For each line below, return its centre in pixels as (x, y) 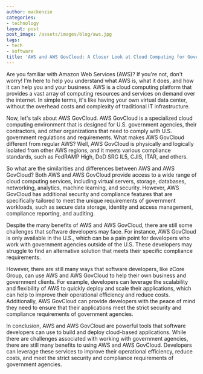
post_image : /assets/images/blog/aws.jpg (59, 34)
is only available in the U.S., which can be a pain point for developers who (98, 238)
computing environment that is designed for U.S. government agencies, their (101, 124)
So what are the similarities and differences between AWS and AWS (91, 168)
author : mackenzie (29, 12)
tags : (13, 40)
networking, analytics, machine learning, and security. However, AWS (93, 188)
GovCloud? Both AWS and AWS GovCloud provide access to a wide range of (101, 175)
